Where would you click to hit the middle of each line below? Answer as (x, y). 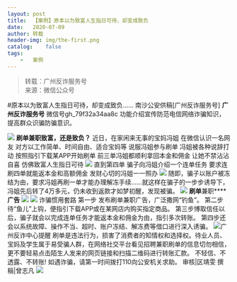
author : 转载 (25, 34)
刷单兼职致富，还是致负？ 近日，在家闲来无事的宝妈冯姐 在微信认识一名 (120, 137)
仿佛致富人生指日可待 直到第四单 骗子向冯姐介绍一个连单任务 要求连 (124, 164)
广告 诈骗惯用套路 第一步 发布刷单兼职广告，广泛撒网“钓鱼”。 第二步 (115, 200)
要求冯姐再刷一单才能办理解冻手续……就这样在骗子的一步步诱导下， (130, 182)
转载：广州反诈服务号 (56, 81)
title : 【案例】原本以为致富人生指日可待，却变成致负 (78, 21)
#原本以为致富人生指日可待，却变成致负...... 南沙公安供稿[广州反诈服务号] (114, 105)
